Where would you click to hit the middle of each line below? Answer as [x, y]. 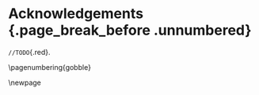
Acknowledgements [76, 14]
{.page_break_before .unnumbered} [130, 30]
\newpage [25, 82]
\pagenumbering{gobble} [50, 67]
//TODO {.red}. [29, 52]
